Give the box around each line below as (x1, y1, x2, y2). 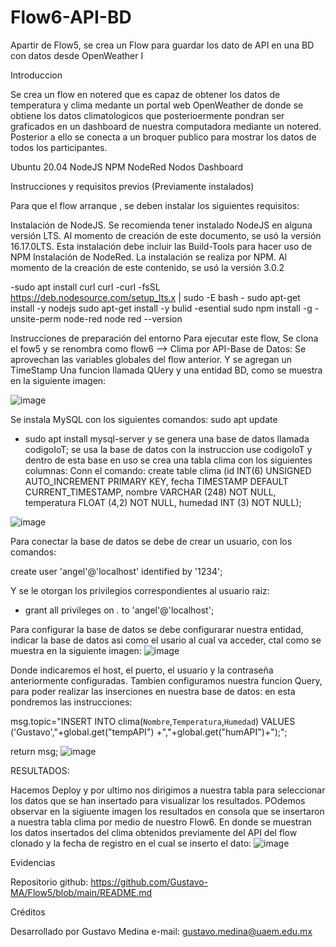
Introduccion (10, 69, 63, 81)
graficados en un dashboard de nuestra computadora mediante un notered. (10, 120, 322, 132)
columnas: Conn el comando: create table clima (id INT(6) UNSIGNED (24, 464, 312, 476)
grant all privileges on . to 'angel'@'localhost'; (24, 604, 215, 616)
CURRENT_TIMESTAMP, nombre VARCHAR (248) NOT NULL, (24, 486, 277, 498)
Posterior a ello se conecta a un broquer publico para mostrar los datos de (10, 131, 317, 143)
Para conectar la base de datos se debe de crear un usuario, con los (10, 535, 293, 547)
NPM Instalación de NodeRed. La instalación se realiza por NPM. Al (10, 251, 287, 263)
